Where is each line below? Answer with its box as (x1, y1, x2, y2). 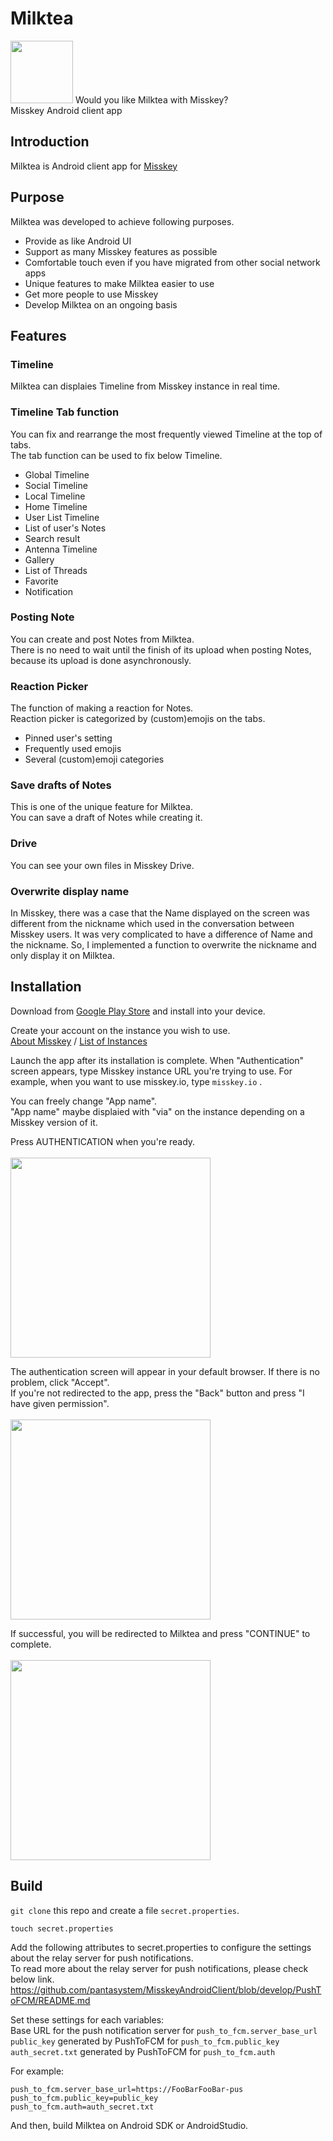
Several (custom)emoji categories (24, 753, 165, 766)
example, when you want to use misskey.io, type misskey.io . (10, 1075, 263, 1087)
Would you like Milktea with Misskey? (74, 93, 229, 106)
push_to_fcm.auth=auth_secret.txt (10, 2102, 155, 2112)
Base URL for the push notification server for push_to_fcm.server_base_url (10, 2024, 318, 2036)
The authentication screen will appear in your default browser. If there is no (10, 1365, 320, 1377)
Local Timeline (24, 490, 86, 502)
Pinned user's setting (24, 732, 113, 744)
